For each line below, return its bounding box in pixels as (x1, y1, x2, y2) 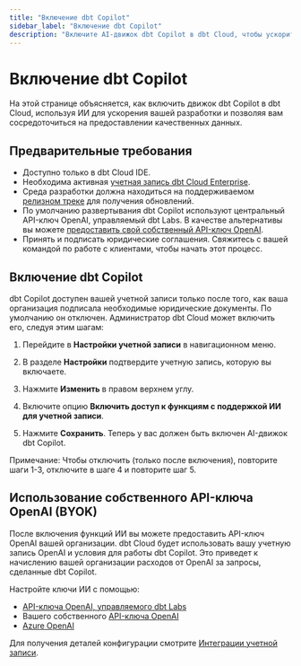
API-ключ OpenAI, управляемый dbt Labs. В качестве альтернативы (21, 215, 283, 225)
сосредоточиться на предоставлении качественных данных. (9, 118, 243, 128)
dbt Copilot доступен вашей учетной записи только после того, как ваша (9, 293, 288, 303)
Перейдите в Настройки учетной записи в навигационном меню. (21, 338, 276, 350)
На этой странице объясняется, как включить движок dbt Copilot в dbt (9, 98, 280, 109)
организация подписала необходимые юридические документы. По (9, 302, 271, 313)
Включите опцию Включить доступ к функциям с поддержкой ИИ (21, 400, 282, 411)
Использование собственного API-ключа (9, 490, 254, 505)
